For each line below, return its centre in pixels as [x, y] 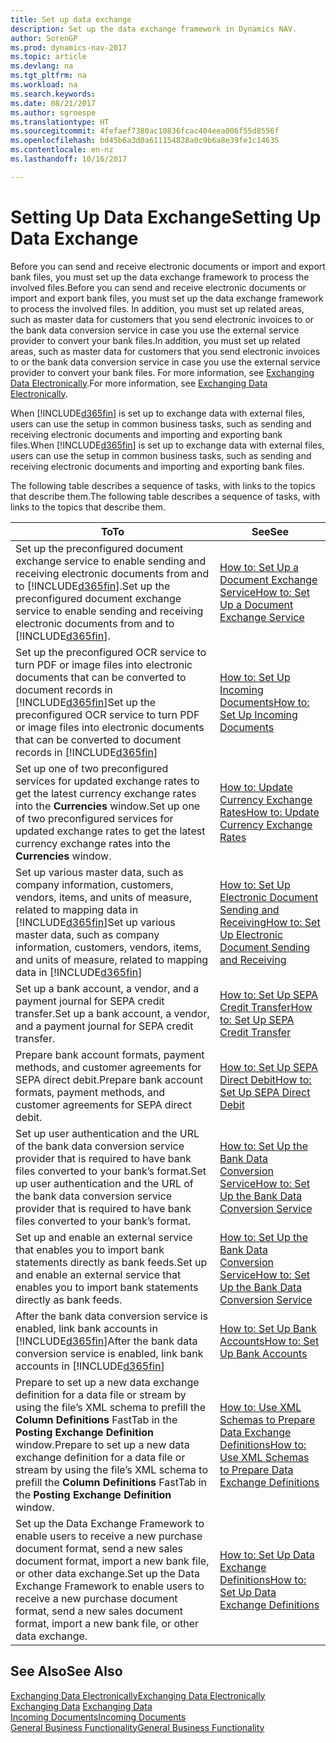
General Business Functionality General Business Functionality [137, 1727]
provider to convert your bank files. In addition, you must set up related [155, 340]
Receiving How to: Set [270, 922]
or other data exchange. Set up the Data [107, 1573]
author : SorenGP [44, 38]
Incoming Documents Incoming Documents [98, 1717]
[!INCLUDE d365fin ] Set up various [95, 922]
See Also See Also [66, 1671]
